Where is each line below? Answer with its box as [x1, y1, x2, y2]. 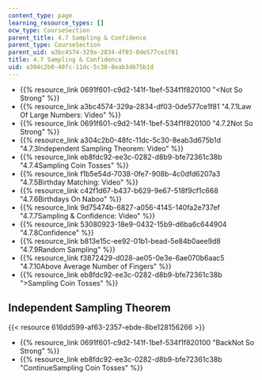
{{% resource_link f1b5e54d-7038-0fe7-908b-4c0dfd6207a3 [19, 169, 221, 178]
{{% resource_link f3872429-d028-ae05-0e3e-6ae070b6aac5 [19, 253, 225, 262]
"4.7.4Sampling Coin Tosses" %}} [19, 160, 129, 170]
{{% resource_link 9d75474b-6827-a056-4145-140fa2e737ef [19, 203, 220, 212]
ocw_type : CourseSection [8, 26, 90, 34]
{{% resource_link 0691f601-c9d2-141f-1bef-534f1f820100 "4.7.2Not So [19, 118, 253, 127]
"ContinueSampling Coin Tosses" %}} [19, 363, 144, 372]
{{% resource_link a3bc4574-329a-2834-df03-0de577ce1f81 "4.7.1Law [19, 101, 252, 111]
